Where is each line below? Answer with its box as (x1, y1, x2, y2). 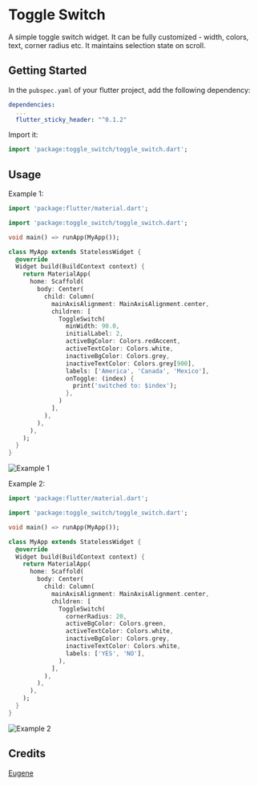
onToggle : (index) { (65, 374, 135, 382)
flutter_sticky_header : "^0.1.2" (15, 115, 127, 123)
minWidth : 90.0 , (65, 322, 120, 330)
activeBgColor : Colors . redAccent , (65, 337, 181, 345)
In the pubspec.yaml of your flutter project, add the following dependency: (8, 85, 251, 95)
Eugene (8, 768, 34, 778)
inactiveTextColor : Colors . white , (65, 643, 181, 651)
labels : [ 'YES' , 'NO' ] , (65, 649, 146, 658)
